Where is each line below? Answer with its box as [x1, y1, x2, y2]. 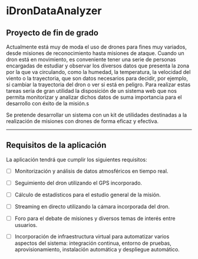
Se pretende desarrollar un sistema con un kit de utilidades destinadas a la [6, 111, 187, 118]
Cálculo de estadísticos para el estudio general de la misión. [14, 191, 161, 198]
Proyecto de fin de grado [6, 28, 99, 38]
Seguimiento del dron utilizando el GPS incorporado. [14, 179, 143, 186]
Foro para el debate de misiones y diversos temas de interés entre [14, 215, 176, 222]
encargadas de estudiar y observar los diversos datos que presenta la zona [6, 62, 190, 69]
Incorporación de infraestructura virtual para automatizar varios [14, 233, 170, 240]
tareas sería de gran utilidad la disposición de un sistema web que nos [6, 88, 177, 94]
